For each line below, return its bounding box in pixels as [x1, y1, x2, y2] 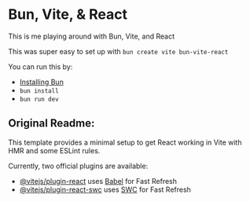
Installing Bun [19, 77, 64, 86]
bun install [19, 86, 59, 95]
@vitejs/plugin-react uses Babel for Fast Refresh [19, 176, 178, 185]
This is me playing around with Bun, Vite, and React [8, 31, 175, 41]
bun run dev [19, 95, 59, 103]
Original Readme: [8, 116, 95, 130]
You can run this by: [8, 61, 73, 72]
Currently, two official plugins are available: [8, 161, 149, 171]
